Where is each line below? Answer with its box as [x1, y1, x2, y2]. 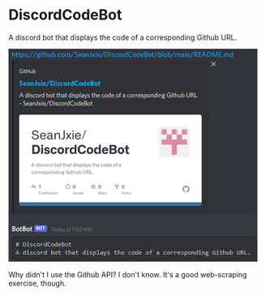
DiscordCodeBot [8, 6, 122, 24]
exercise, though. [8, 278, 66, 288]
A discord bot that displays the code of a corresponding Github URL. [8, 32, 238, 42]
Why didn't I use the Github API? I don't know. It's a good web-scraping [8, 269, 247, 279]
